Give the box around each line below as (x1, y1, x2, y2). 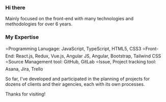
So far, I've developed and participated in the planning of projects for (5, 76, 150, 82)
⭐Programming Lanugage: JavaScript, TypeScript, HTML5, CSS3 (5, 45, 142, 52)
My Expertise (5, 33, 39, 41)
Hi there (5, 4, 25, 11)
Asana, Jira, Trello (5, 65, 43, 72)
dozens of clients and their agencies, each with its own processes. (5, 81, 145, 87)
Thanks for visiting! (5, 91, 46, 97)
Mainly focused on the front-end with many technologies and (5, 16, 134, 22)
